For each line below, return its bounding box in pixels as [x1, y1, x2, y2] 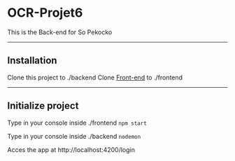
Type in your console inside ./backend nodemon [7, 132, 141, 140]
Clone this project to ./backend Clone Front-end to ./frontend [7, 73, 183, 82]
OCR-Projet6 [7, 5, 83, 21]
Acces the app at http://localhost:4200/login [7, 145, 135, 154]
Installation [7, 54, 57, 67]
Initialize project [7, 100, 79, 112]
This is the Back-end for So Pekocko [7, 28, 113, 36]
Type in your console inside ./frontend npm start [7, 118, 147, 127]
